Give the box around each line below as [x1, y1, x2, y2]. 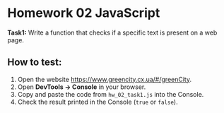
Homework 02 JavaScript [7, 5, 160, 21]
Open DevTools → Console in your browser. [17, 83, 146, 91]
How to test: [7, 56, 62, 69]
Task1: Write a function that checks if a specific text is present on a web [7, 28, 218, 37]
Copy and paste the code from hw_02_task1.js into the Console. [17, 90, 204, 98]
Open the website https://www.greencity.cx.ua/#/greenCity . [17, 75, 192, 83]
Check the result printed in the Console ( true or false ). [17, 97, 178, 106]
